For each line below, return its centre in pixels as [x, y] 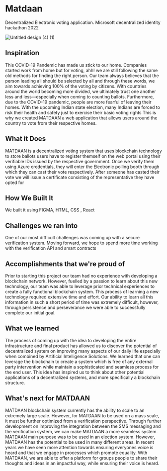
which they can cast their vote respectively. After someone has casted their [83, 172]
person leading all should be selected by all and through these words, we [80, 81]
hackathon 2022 [22, 27]
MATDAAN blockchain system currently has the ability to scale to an [75, 410]
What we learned [32, 329]
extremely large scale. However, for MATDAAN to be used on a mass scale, [82, 415]
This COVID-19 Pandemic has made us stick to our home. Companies [76, 65]
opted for [15, 183]
